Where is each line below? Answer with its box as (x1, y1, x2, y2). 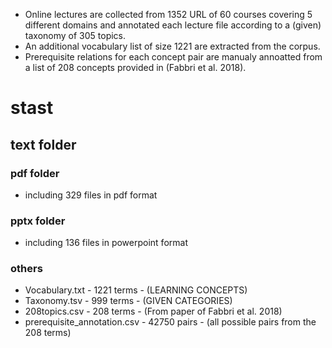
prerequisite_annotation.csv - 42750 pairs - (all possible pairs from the (24, 316, 317, 328)
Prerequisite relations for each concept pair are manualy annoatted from (24, 51, 323, 63)
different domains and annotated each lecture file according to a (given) (24, 19, 322, 31)
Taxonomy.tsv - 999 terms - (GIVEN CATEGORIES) (24, 295, 233, 307)
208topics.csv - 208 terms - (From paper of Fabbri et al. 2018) (24, 305, 283, 318)
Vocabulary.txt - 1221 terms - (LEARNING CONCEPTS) (24, 284, 248, 296)
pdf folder (10, 166, 60, 180)
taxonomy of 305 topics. (24, 30, 127, 41)
